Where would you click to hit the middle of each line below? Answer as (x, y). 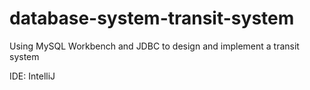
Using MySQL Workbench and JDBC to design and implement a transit (154, 46)
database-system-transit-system (152, 18)
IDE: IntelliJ (32, 76)
